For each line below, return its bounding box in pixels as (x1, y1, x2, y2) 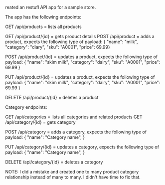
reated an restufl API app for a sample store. (5, 5, 96, 10)
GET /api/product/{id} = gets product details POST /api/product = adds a (5, 34, 155, 39)
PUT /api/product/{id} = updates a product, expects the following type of (5, 74, 155, 80)
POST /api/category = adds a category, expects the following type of (5, 129, 147, 135)
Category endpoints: (5, 104, 47, 110)
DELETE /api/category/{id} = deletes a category (5, 159, 103, 165)
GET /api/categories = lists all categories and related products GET (5, 114, 143, 120)
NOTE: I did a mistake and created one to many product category (5, 169, 139, 174)
